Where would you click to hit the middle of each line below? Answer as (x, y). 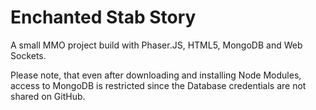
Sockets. (28, 55)
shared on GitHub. (48, 96)
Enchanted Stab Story (103, 17)
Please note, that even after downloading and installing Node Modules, (156, 75)
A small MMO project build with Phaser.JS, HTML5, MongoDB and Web (156, 45)
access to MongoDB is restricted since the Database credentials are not (158, 85)
